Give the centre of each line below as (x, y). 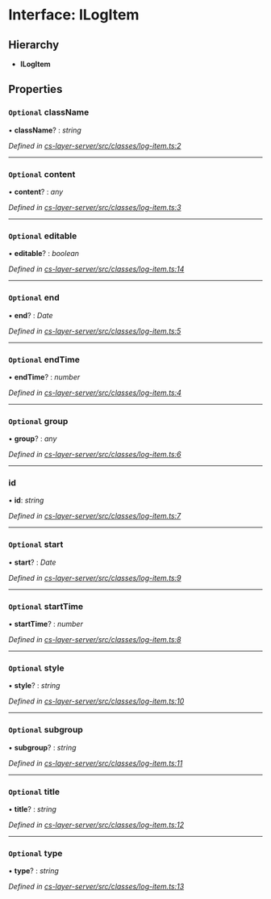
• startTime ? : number (46, 624)
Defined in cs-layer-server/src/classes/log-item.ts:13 (96, 887)
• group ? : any (33, 439)
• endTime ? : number (44, 376)
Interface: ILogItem (74, 15)
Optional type (35, 853)
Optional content (42, 174)
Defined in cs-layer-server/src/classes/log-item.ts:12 (96, 825)
